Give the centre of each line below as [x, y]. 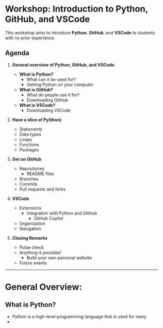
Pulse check [32, 247]
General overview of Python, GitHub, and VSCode [63, 65]
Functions [29, 145]
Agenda [17, 53]
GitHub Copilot [49, 218]
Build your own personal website [59, 258]
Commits [28, 184]
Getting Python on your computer [60, 84]
